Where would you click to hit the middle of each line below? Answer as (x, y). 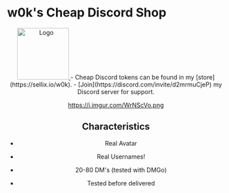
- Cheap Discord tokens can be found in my (132, 77)
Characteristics (116, 127)
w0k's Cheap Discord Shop (87, 13)
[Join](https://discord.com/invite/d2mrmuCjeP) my (150, 84)
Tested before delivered (121, 183)
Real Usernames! (121, 157)
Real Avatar (121, 143)
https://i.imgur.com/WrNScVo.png (116, 105)
